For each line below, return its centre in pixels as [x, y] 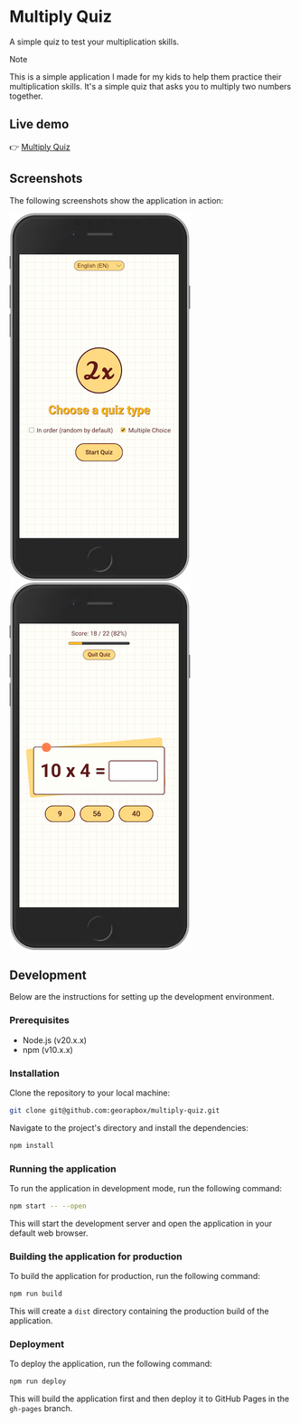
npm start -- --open [48, 1206]
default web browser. [49, 1233]
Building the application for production [96, 1257]
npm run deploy [38, 1381]
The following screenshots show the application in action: [117, 200]
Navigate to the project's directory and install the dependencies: [129, 1127]
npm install [32, 1145]
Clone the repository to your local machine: [90, 1093]
